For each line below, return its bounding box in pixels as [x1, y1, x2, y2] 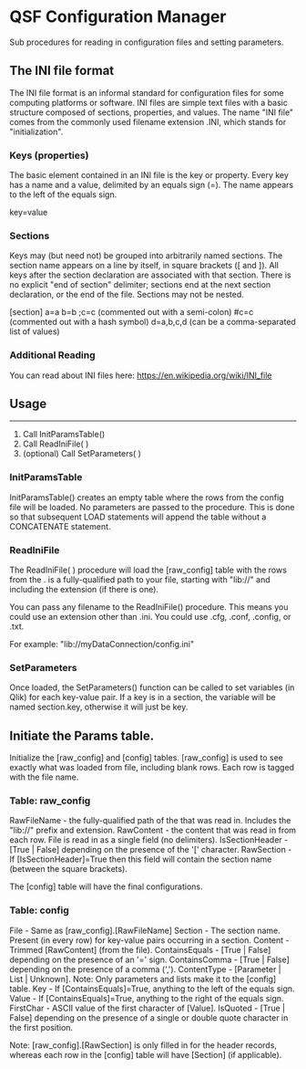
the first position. [9, 1022, 74, 1032]
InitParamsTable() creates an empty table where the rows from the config [9, 491, 284, 503]
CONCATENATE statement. [9, 520, 111, 531]
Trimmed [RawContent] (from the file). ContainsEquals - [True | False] [9, 944, 271, 955]
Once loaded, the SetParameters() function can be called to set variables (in [9, 682, 295, 693]
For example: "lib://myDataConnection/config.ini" [9, 639, 194, 650]
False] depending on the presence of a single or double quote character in [9, 1011, 289, 1023]
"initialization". [9, 126, 64, 137]
